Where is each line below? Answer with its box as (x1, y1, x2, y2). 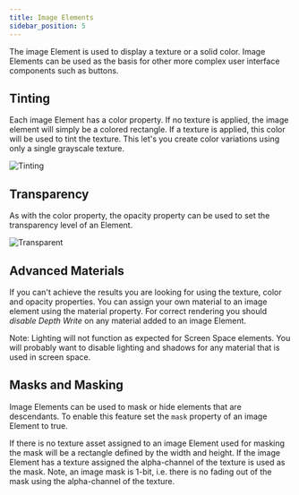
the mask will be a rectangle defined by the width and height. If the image (9, 447, 280, 457)
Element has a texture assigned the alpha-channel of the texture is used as (9, 457, 286, 467)
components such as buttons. (9, 64, 119, 76)
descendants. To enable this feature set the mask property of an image (9, 411, 268, 422)
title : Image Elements (9, 13, 94, 22)
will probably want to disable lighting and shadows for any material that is (9, 342, 280, 353)
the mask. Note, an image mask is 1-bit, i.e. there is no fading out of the (9, 466, 272, 477)
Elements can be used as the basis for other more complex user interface (9, 55, 280, 66)
